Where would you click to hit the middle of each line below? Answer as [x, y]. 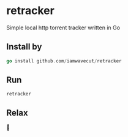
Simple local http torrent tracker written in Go [63, 28]
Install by [24, 47]
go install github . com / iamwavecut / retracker [64, 61]
